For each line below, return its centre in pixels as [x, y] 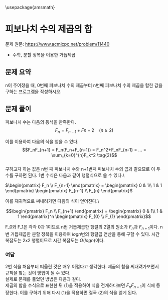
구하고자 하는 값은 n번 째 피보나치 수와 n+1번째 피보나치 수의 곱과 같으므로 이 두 [83, 169]
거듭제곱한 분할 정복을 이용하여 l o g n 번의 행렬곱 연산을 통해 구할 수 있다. [80, 234]
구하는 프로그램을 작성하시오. [33, 91]
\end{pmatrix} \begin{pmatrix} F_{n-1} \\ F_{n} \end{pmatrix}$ [69, 191]
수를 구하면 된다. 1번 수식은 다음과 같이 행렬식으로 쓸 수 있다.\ [65, 175]
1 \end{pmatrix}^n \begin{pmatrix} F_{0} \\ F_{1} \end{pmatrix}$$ [84, 216]
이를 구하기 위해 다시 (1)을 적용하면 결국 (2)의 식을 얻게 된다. [78, 293]
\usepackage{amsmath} [30, 7]
